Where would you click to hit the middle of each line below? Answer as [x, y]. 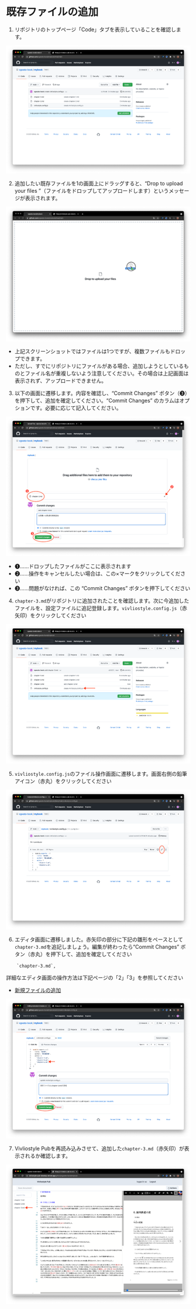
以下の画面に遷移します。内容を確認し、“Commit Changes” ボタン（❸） [102, 393]
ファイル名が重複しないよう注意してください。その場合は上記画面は [107, 373]
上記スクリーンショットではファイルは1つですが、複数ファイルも [92, 351]
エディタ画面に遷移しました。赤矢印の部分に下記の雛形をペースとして [99, 939]
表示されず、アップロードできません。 [61, 381]
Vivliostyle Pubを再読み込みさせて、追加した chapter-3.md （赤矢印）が [99, 1148]
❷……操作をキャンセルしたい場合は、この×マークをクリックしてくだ [97, 574]
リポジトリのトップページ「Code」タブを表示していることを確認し [95, 29]
